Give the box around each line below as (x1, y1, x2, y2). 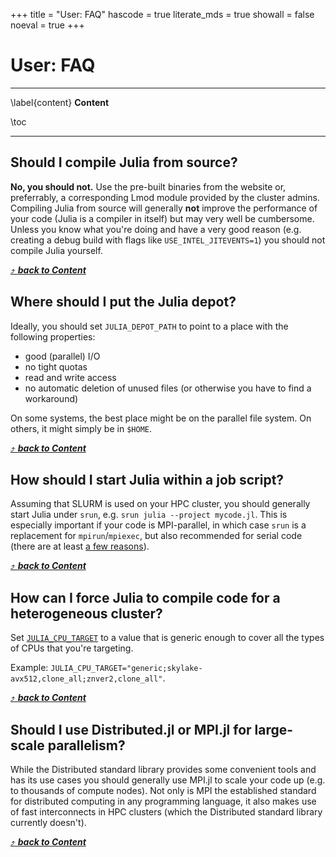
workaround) (24, 392, 79, 404)
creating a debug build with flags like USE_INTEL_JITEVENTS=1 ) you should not (10, 234, 326, 246)
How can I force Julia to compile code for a (10, 589, 281, 606)
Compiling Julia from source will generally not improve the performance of (10, 202, 318, 214)
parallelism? (47, 737, 126, 754)
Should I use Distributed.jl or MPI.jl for (10, 721, 252, 738)
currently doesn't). (10, 817, 87, 828)
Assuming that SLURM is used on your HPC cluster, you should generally (10, 498, 311, 510)
